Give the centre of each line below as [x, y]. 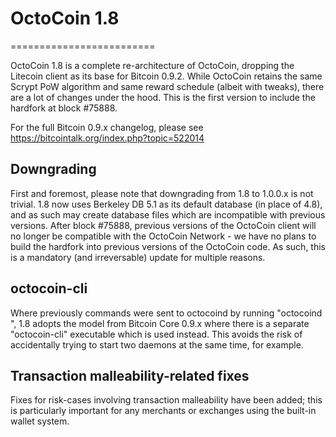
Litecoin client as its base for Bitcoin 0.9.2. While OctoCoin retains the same [166, 76]
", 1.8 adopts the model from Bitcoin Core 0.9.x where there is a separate [160, 323]
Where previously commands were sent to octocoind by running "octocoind [166, 313]
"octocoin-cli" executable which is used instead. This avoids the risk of [156, 334]
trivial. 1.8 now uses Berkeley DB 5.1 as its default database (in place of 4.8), [166, 204]
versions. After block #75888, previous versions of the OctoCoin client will [163, 225]
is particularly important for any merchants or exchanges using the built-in [163, 411]
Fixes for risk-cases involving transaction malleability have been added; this [166, 400]
